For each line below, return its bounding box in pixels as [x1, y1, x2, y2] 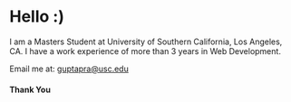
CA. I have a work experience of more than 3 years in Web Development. [9, 45, 281, 56]
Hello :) [9, 6, 65, 27]
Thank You [9, 84, 52, 95]
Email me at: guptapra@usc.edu [9, 63, 129, 74]
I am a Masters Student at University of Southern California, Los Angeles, [9, 36, 283, 47]
